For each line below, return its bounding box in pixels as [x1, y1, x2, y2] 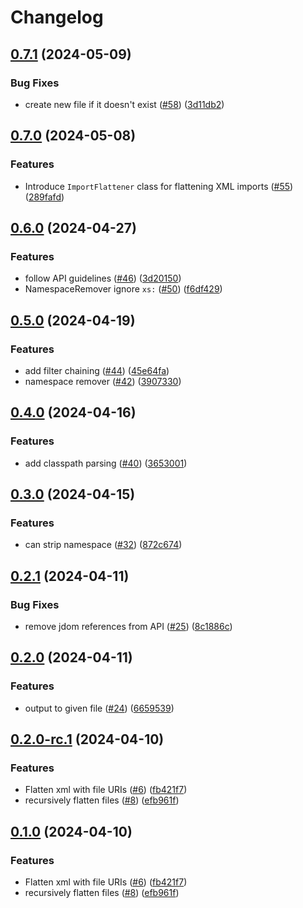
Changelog [10, 6, 104, 29]
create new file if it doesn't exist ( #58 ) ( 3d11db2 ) [24, 98, 225, 110]
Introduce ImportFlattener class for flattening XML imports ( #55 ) [24, 180, 294, 192]
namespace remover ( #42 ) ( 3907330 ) [24, 375, 182, 387]
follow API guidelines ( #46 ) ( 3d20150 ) [24, 272, 182, 285]
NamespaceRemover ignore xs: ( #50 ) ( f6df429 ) [24, 283, 223, 295]
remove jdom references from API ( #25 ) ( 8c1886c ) [24, 621, 233, 632]
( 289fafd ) [24, 191, 65, 203]
